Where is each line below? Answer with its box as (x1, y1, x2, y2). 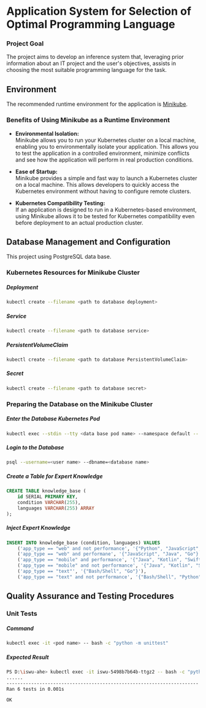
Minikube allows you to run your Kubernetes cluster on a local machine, (15, 136, 196, 144)
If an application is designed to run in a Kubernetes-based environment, (15, 206, 197, 213)
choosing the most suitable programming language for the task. (6, 66, 167, 74)
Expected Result (6, 653, 49, 661)
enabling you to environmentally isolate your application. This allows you (15, 143, 199, 150)
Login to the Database (6, 444, 64, 451)
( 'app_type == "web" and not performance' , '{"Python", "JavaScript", (17, 545, 202, 551)
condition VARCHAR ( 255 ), (17, 500, 81, 506)
